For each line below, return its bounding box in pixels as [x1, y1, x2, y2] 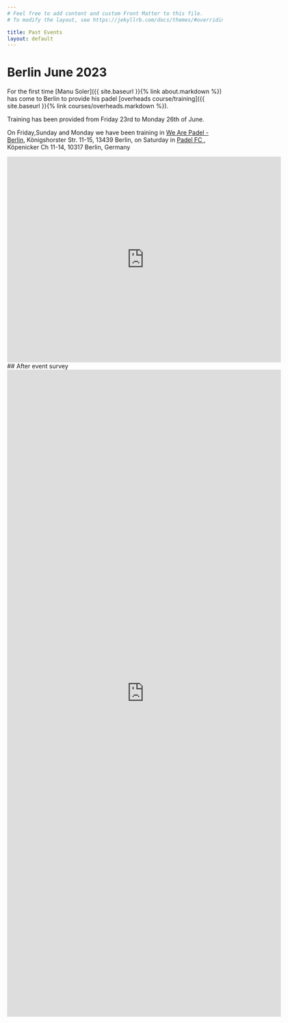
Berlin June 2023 [7, 64, 107, 80]
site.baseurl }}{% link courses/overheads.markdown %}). [7, 102, 169, 110]
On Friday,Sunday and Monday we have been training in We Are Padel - [7, 128, 209, 137]
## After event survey [7, 362, 68, 370]
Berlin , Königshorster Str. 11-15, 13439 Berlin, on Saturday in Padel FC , [7, 136, 207, 144]
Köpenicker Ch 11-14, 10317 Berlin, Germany [7, 143, 131, 152]
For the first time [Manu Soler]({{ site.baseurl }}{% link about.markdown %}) [7, 87, 222, 96]
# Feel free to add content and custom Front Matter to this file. [7, 10, 204, 17]
